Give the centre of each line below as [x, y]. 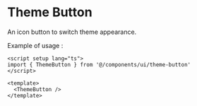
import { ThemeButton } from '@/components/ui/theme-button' [99, 64]
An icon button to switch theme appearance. [72, 32]
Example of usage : [35, 45]
